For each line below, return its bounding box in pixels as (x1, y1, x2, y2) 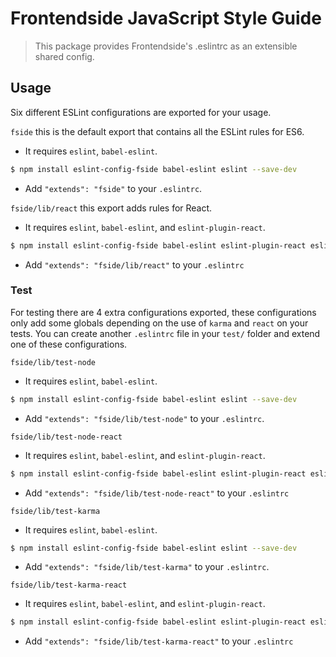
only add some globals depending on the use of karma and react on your (10, 317, 309, 329)
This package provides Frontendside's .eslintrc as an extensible (34, 40, 298, 52)
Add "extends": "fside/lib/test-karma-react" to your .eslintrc (24, 635, 294, 647)
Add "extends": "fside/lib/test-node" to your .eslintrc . (24, 412, 265, 424)
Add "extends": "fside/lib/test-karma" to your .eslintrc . (24, 561, 270, 573)
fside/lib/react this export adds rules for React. (10, 202, 213, 214)
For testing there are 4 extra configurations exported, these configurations (10, 306, 317, 318)
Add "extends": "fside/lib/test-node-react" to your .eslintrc (24, 487, 290, 499)
